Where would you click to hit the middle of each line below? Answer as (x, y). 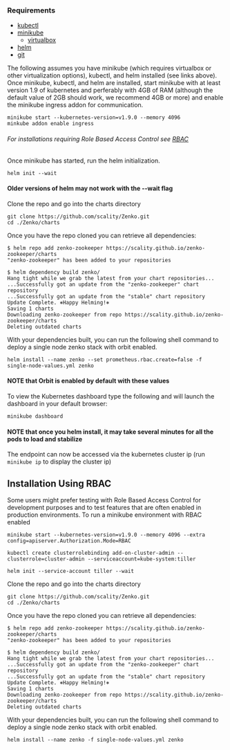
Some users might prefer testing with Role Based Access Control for (104, 500)
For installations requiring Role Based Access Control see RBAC (98, 139)
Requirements (31, 10)
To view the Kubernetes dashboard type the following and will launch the (111, 396)
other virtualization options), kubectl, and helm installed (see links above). (112, 75)
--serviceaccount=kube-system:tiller (142, 559)
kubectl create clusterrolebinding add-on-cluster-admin (91, 553)
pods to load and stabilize (45, 439)
